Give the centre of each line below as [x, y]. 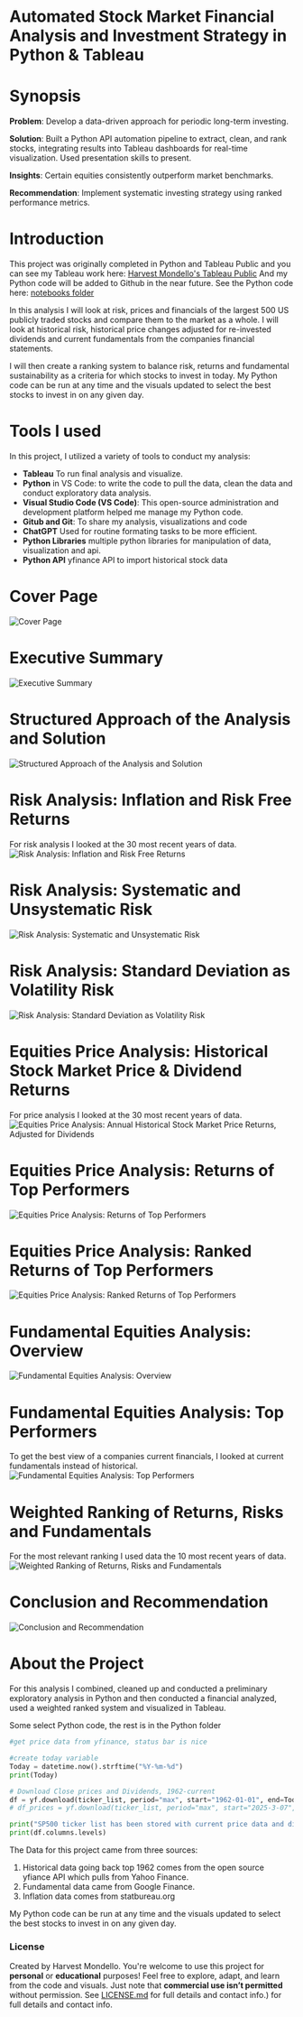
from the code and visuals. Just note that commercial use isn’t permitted [146, 1985]
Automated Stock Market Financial [142, 17]
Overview [46, 1351]
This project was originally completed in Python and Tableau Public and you [150, 264]
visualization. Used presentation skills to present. [101, 158]
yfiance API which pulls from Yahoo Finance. [106, 1877]
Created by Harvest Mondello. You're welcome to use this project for [137, 1966]
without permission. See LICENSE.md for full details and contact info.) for [146, 1995]
